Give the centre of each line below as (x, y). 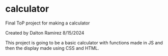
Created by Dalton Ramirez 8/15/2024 (45, 33)
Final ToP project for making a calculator (48, 23)
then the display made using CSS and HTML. (52, 48)
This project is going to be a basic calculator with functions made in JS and (84, 43)
